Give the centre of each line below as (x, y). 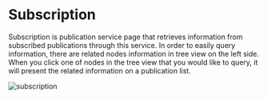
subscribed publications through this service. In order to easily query (122, 45)
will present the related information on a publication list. (100, 70)
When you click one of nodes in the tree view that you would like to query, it (133, 62)
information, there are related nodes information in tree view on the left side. (134, 53)
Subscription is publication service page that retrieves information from (126, 37)
